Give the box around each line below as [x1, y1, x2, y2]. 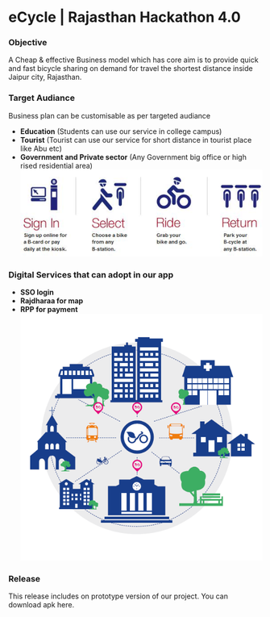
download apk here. [8, 600, 75, 610]
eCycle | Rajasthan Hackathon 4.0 [8, 8, 241, 27]
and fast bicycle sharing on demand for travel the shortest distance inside [8, 64, 253, 73]
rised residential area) [19, 161, 93, 170]
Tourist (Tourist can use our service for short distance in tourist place [19, 135, 252, 144]
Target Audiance [8, 93, 75, 104]
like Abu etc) [19, 144, 63, 153]
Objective [8, 37, 48, 48]
